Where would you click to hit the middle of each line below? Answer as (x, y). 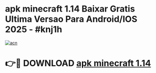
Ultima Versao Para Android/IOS (71, 19)
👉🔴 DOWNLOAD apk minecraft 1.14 (78, 63)
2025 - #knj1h (34, 29)
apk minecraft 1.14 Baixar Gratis (70, 9)
